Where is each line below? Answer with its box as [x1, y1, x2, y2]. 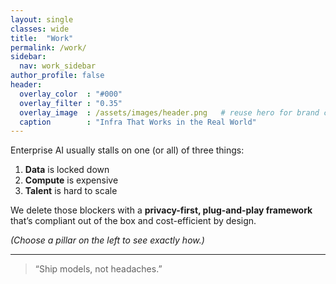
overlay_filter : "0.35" [19, 98, 123, 108]
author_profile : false [10, 71, 105, 81]
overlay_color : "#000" [19, 89, 123, 99]
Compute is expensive [24, 174, 119, 186]
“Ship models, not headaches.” [34, 263, 163, 275]
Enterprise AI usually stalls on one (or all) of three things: [10, 144, 245, 156]
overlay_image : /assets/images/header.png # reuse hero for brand [19, 107, 320, 118]
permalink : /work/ [10, 42, 87, 53]
